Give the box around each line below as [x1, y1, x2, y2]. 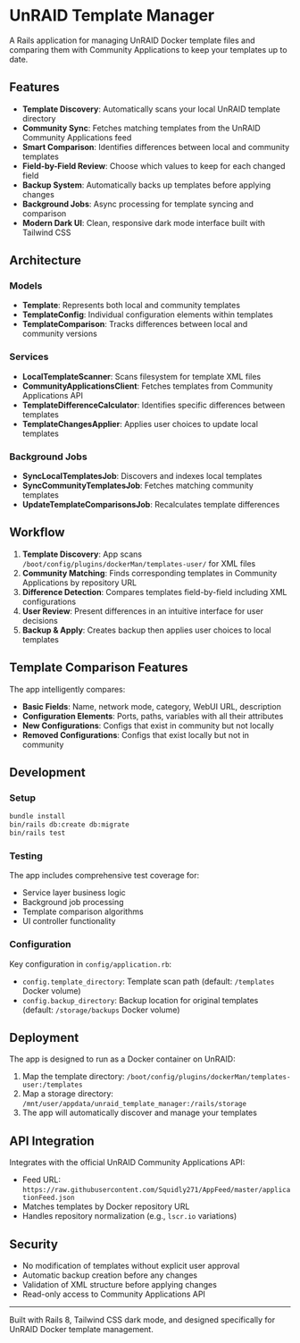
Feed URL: [21, 1174, 61, 1185]
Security [9, 1237, 58, 1252]
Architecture [9, 253, 82, 268]
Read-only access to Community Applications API [21, 1288, 205, 1299]
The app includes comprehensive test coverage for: [9, 870, 200, 881]
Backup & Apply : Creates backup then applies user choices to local [21, 625, 272, 635]
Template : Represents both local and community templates [21, 300, 241, 311]
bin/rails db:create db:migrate [9, 820, 129, 829]
